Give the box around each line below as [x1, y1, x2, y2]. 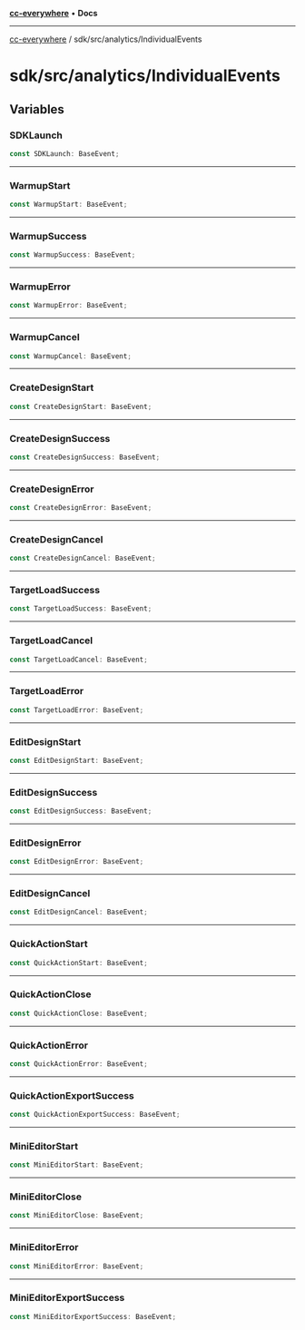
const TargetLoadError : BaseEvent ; [9, 705, 144, 715]
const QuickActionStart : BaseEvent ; [9, 958, 148, 967]
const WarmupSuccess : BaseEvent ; [9, 250, 136, 259]
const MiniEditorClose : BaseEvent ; [9, 1211, 144, 1220]
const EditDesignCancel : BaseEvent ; [9, 907, 148, 917]
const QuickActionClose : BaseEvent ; [9, 1009, 148, 1018]
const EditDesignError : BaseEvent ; [9, 857, 144, 866]
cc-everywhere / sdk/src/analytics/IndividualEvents [9, 34, 202, 44]
